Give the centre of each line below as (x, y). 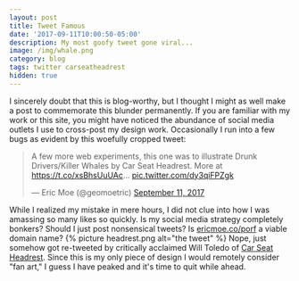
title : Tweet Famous (48, 26)
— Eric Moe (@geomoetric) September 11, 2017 (118, 192)
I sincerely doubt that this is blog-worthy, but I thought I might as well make (148, 101)
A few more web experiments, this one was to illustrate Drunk (144, 156)
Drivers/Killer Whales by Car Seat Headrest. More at (127, 165)
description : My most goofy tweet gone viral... (101, 42)
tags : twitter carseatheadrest (67, 68)
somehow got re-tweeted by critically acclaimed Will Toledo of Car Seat (141, 247)
